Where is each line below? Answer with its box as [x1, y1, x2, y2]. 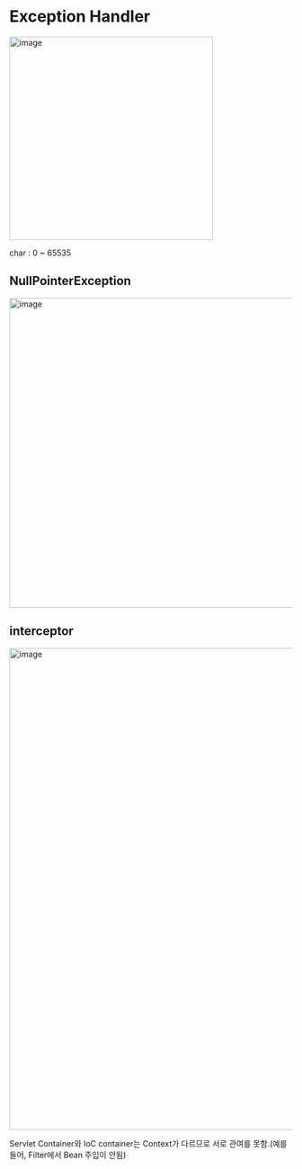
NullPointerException [9, 273, 132, 289]
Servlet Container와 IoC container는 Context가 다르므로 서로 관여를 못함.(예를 [9, 1138, 288, 1148]
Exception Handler [9, 6, 151, 27]
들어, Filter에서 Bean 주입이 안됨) [9, 1149, 127, 1160]
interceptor [9, 623, 74, 639]
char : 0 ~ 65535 [9, 247, 72, 258]
